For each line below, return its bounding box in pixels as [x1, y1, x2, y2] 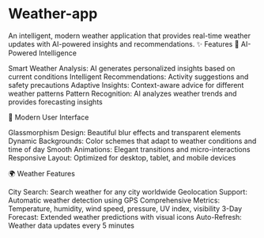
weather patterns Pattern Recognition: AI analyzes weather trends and [8, 89, 237, 98]
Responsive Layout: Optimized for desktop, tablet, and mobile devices [8, 153, 236, 162]
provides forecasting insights [8, 96, 103, 107]
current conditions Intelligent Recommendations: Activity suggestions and [8, 72, 249, 81]
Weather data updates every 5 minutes [8, 221, 134, 230]
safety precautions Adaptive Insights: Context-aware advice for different [8, 80, 244, 89]
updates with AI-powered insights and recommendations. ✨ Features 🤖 [8, 39, 239, 48]
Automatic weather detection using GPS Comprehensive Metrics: [8, 195, 220, 205]
